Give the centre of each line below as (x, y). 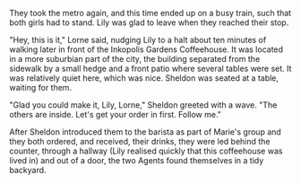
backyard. (28, 170)
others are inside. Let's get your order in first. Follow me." (116, 114)
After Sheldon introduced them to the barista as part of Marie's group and (146, 132)
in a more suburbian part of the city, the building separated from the (135, 59)
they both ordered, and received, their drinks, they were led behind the (140, 141)
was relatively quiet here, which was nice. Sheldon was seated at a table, (144, 78)
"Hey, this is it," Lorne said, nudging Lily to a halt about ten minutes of (138, 40)
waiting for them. (41, 88)
